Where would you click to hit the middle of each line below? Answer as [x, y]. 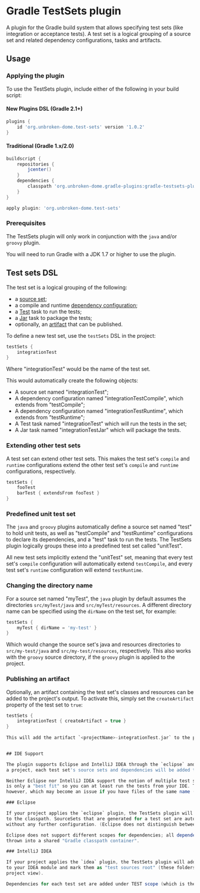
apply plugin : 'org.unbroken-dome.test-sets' [63, 208]
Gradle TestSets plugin [64, 11]
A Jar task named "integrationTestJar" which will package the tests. [98, 430]
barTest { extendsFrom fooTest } [58, 493]
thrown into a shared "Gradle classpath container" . [73, 841]
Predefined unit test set [41, 514]
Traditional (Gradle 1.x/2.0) [40, 146]
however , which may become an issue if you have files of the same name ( [101, 792]
